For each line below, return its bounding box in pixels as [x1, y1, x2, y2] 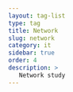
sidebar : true [8, 49, 56, 57]
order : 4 [8, 57, 37, 65]
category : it [8, 42, 52, 50]
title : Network [8, 26, 59, 34]
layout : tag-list [8, 11, 66, 20]
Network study [18, 71, 66, 79]
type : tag [8, 19, 41, 27]
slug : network [8, 34, 56, 42]
